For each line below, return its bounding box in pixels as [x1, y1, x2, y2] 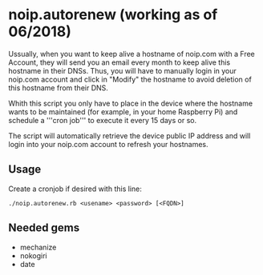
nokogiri [19, 250, 48, 261]
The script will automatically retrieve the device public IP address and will [8, 130, 251, 141]
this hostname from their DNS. [8, 82, 108, 93]
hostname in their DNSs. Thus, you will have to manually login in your [8, 66, 237, 75]
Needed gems [8, 221, 80, 235]
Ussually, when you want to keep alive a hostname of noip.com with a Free [8, 49, 255, 58]
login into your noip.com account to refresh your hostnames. [8, 139, 208, 149]
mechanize [19, 242, 57, 252]
